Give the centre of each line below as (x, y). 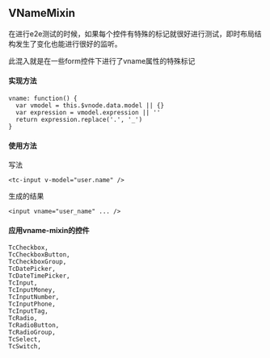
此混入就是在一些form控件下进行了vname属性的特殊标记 (102, 60)
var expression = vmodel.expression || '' (88, 113)
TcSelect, (25, 339)
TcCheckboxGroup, (38, 262)
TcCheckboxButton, (39, 255)
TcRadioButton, (34, 326)
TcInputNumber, (34, 298)
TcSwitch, (25, 347)
